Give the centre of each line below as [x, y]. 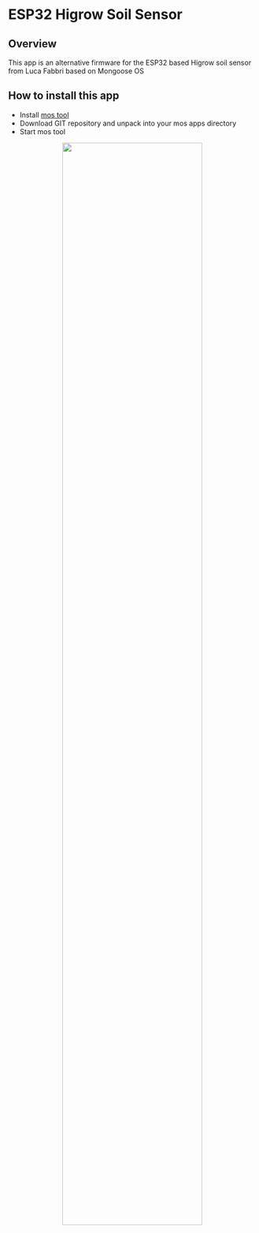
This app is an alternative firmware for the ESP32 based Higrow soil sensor [130, 62]
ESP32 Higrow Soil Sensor [95, 15]
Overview [33, 44]
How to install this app [64, 96]
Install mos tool [44, 114]
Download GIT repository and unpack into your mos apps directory [128, 123]
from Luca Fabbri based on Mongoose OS [76, 71]
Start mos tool [42, 131]
